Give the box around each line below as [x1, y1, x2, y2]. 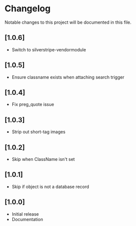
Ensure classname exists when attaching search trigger [11, 74, 125, 80]
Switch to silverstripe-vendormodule [11, 46, 86, 52]
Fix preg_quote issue [11, 102, 55, 108]
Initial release [11, 211, 39, 217]
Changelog [4, 3, 51, 14]
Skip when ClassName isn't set [11, 156, 75, 162]
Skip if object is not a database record [11, 184, 89, 189]
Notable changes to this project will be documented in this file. [4, 19, 132, 25]
